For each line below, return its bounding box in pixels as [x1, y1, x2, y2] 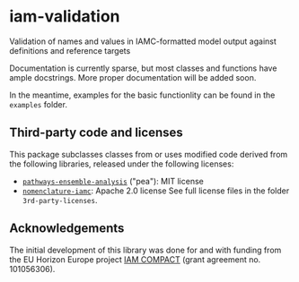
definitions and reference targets [9, 45, 131, 56]
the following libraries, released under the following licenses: [9, 158, 234, 169]
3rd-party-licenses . [22, 194, 98, 205]
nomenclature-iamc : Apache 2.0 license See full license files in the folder [22, 185, 290, 196]
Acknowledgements [9, 221, 125, 236]
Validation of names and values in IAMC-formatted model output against [9, 36, 277, 47]
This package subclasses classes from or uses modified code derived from [9, 149, 288, 159]
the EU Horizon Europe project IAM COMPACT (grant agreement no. [9, 253, 261, 265]
